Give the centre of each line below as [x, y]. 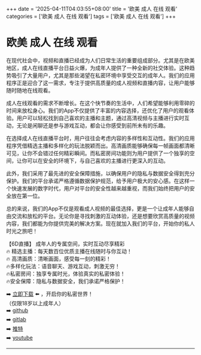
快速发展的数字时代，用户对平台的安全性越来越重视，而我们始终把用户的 [100, 188]
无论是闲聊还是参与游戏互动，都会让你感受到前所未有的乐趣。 [92, 125]
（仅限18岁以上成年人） [35, 303]
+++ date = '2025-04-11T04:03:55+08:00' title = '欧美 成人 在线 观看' [92, 9]
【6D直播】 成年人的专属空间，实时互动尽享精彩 [66, 244]
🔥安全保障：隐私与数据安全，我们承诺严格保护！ [66, 281]
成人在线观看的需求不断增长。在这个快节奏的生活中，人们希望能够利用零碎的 [100, 103]
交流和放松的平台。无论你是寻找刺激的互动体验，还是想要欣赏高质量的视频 [103, 216]
